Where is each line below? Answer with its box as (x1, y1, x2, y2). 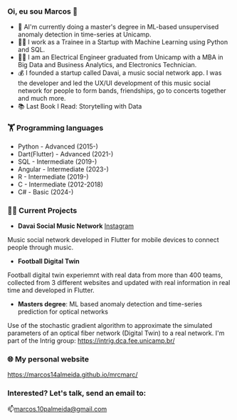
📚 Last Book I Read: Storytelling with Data (17, 102, 142, 111)
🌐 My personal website (7, 354, 89, 364)
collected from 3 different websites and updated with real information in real (7, 278, 231, 286)
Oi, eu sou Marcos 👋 (7, 6, 78, 16)
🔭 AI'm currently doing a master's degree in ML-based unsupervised (17, 23, 219, 31)
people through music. (7, 243, 73, 251)
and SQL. (17, 46, 46, 54)
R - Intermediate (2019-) (17, 172, 89, 181)
